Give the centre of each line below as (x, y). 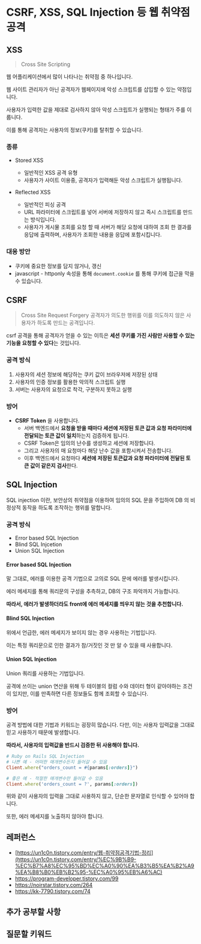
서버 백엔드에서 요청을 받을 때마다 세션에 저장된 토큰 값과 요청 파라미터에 (108, 428)
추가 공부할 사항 (34, 912)
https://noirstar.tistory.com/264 (54, 885)
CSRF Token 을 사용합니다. (47, 420)
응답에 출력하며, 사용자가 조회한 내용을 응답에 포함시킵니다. (93, 235)
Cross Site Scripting (46, 64)
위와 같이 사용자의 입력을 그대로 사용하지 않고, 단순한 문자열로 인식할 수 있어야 (97, 796)
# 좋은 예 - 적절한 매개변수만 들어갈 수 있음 (55, 778)
